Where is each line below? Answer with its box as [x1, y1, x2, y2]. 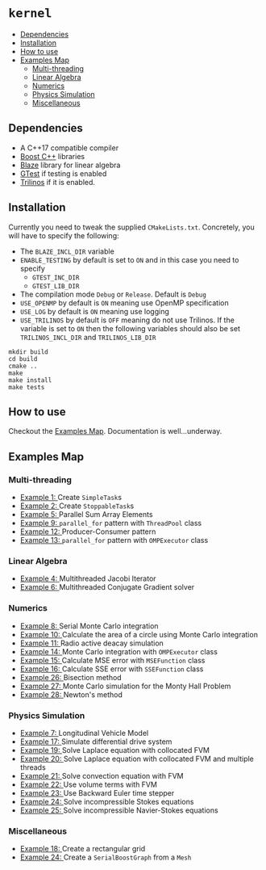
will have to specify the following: [8, 230, 119, 240]
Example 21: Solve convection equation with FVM [19, 771, 184, 780]
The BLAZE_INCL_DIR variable [19, 246, 114, 256]
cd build [8, 355, 38, 363]
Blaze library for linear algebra [19, 160, 121, 170]
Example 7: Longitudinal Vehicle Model [19, 728, 149, 738]
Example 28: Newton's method [19, 689, 123, 700]
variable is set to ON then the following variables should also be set [19, 323, 240, 333]
